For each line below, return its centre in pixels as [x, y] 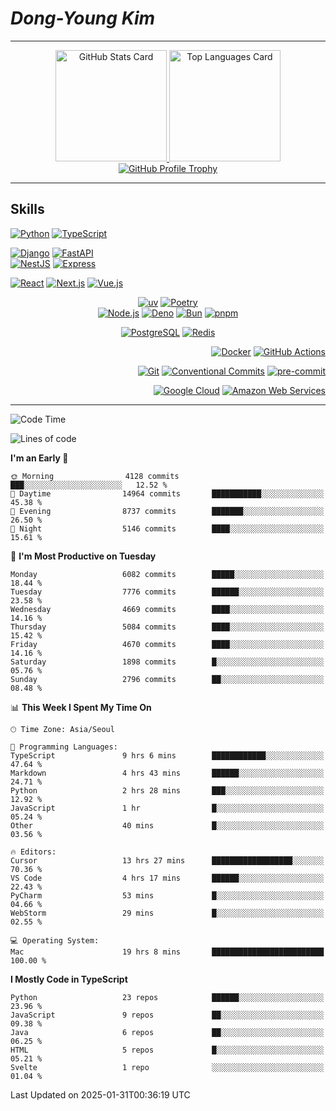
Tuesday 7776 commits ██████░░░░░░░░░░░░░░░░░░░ [167, 592]
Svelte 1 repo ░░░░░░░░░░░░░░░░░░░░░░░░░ [167, 1067]
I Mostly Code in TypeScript [69, 979]
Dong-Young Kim [83, 18]
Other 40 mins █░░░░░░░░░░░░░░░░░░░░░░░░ [167, 825]
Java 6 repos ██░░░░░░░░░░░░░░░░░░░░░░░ [167, 1032]
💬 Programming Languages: [64, 747]
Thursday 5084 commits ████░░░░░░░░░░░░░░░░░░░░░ [167, 627]
